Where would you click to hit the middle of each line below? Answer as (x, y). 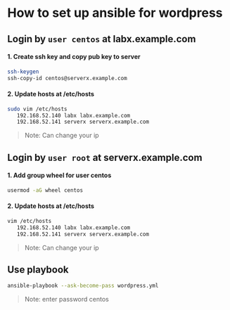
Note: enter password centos (66, 299)
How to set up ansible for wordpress (115, 13)
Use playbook (38, 270)
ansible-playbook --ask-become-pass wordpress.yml (83, 286)
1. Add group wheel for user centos (59, 175)
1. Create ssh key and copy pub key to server (74, 57)
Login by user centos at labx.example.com (102, 39)
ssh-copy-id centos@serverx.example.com (68, 78)
